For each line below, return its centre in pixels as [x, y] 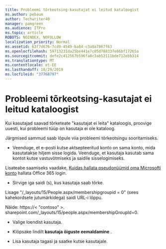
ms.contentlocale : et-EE [31, 65]
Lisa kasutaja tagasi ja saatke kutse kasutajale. [60, 241]
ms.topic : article [24, 33]
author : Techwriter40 [28, 19]
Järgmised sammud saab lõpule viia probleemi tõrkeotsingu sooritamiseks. [82, 138]
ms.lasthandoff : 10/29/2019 [34, 70]
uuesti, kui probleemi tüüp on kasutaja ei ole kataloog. [60, 128]
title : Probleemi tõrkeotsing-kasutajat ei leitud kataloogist [72, 10]
